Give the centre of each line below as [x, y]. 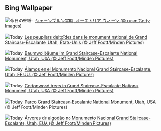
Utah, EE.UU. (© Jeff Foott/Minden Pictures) [50, 74]
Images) [13, 26]
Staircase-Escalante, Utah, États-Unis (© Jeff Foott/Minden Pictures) [75, 42]
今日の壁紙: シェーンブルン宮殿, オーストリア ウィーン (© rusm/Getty [80, 20]
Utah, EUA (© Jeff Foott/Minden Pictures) [69, 123]
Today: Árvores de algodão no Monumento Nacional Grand [69, 118]
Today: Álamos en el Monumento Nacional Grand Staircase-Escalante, [81, 69]
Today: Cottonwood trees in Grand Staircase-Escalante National [74, 86]
